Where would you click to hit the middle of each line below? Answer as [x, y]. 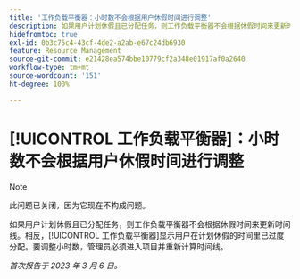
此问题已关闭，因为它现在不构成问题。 [79, 205]
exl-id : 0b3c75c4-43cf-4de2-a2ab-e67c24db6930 [97, 42]
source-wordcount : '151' [55, 76]
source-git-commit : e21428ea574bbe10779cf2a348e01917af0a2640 [127, 59]
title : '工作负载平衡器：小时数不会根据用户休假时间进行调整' [110, 17]
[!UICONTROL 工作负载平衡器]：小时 [144, 139]
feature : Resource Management [66, 51]
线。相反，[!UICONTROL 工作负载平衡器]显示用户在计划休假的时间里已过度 [147, 235]
